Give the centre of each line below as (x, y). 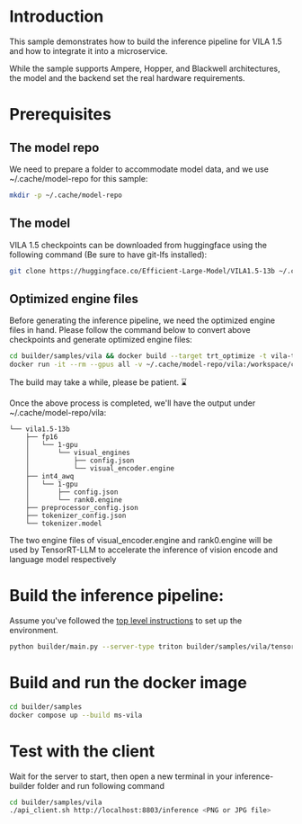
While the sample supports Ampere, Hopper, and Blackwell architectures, (145, 68)
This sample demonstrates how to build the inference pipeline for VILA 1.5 (146, 41)
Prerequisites (61, 115)
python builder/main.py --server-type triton (96, 647)
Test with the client (82, 751)
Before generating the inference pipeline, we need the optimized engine (142, 320)
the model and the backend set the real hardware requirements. (127, 77)
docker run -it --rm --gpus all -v (76, 365)
